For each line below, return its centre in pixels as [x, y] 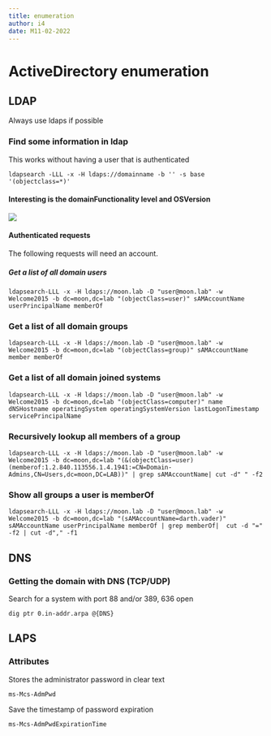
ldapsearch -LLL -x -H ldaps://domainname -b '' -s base [107, 174]
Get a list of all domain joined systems [84, 378]
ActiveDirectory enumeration [109, 71]
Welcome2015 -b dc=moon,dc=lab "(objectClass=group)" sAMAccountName [129, 350]
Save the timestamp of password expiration [81, 709]
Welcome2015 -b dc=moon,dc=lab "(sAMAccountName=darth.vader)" [118, 519]
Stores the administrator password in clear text [86, 679]
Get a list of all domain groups [68, 326]
